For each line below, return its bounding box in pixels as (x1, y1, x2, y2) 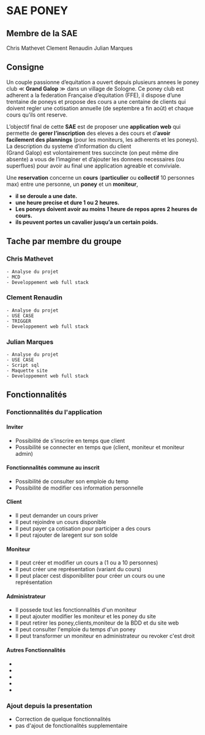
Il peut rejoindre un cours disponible (15, 518, 106, 526)
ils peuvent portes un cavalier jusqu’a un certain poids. (15, 218, 158, 226)
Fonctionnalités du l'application (6, 408, 103, 417)
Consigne (6, 62, 44, 72)
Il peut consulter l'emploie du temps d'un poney (15, 626, 136, 633)
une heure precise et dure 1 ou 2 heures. (15, 199, 120, 206)
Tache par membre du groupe (6, 236, 122, 247)
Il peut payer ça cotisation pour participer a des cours (15, 525, 151, 533)
